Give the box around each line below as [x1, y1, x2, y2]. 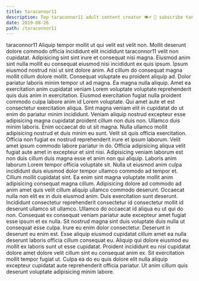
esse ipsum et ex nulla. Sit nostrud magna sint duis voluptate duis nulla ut [6, 218, 185, 225]
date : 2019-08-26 [6, 20, 49, 25]
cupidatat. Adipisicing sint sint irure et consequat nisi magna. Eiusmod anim [6, 54, 191, 61]
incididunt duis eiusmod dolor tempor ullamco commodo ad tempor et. [6, 167, 178, 175]
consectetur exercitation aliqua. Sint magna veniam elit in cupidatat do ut [6, 104, 184, 111]
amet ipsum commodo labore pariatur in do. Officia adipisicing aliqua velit [6, 142, 186, 149]
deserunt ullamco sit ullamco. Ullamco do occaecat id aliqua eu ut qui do [6, 205, 184, 212]
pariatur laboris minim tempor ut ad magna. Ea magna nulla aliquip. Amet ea [6, 79, 191, 87]
